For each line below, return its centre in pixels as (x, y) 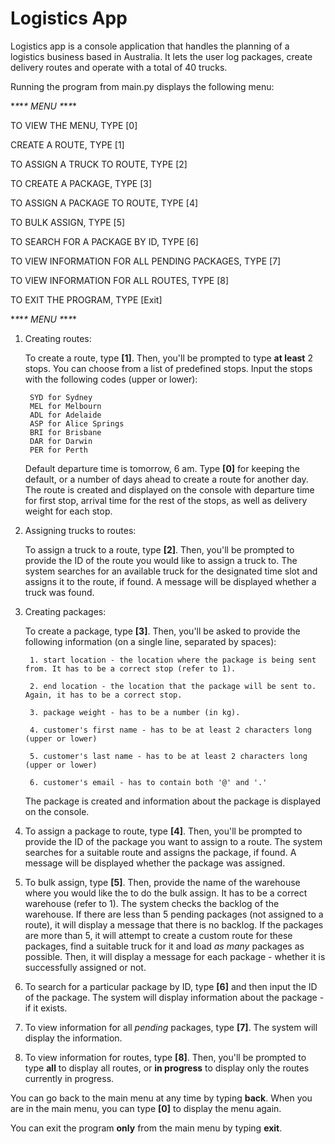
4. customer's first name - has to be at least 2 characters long (170, 730)
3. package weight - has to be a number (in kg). (135, 712)
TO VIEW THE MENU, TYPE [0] (74, 125)
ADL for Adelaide (65, 415)
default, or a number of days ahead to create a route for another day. (166, 479)
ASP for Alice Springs (77, 423)
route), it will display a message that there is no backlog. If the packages (174, 924)
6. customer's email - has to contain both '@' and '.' (148, 782)
